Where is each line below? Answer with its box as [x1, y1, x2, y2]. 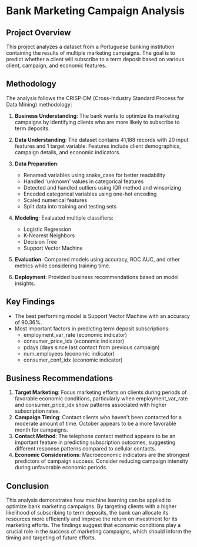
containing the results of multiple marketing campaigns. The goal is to [6, 49, 175, 57]
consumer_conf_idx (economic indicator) [23, 356, 123, 363]
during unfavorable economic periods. [14, 464, 108, 471]
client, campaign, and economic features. [6, 62, 107, 69]
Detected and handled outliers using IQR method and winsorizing [23, 184, 181, 191]
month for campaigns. [14, 426, 69, 433]
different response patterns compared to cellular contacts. [14, 445, 156, 452]
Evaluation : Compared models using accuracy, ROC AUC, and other [14, 256, 181, 263]
